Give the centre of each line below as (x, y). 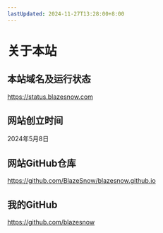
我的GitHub (32, 204)
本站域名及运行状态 (49, 79)
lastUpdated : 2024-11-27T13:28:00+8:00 (66, 14)
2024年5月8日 (28, 139)
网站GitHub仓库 (42, 163)
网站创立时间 (35, 121)
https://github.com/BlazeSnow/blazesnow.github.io (82, 181)
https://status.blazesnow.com (50, 97)
